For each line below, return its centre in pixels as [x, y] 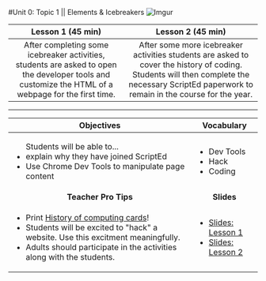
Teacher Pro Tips [100, 197]
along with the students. [70, 257]
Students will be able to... [72, 146]
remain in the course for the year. [191, 94]
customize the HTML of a [66, 84]
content [40, 176]
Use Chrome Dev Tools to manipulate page [105, 166]
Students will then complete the [191, 75]
